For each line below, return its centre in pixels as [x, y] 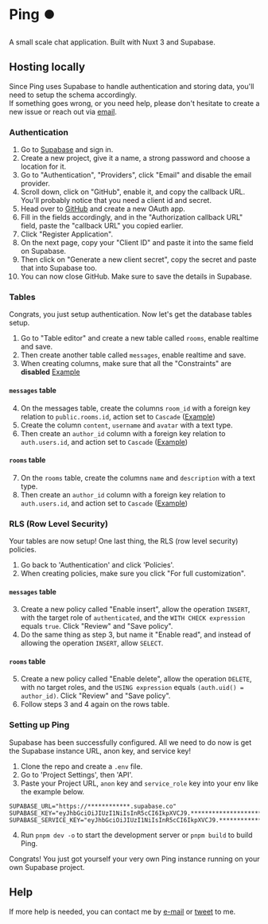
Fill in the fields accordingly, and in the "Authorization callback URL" [132, 217]
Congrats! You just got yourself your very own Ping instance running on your [134, 859]
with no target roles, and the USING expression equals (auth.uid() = [132, 688]
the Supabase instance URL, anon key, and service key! [100, 751]
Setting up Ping [39, 725]
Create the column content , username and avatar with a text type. [126, 425]
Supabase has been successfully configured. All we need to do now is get [130, 742]
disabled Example [50, 372]
